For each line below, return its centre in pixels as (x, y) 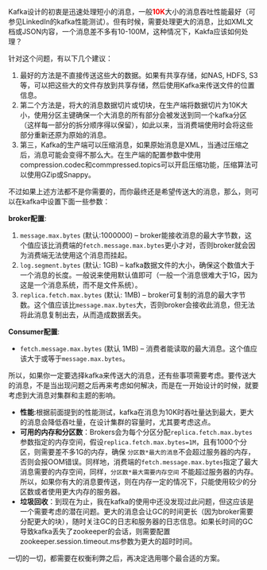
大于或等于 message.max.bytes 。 (78, 359)
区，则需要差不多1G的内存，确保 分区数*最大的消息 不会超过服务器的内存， (137, 452)
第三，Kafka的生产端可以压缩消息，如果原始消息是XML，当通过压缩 (131, 145)
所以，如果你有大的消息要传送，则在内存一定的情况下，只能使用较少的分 (138, 482)
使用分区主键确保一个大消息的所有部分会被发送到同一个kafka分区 (141, 115)
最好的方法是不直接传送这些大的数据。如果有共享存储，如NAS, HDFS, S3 (139, 75)
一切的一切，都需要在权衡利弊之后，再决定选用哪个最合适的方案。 (116, 558)
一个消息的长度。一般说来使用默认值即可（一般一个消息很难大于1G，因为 (139, 275)
